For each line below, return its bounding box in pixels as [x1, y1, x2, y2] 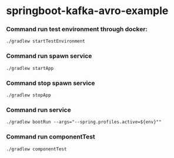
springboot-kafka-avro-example [6, 4, 169, 18]
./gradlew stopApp [6, 92, 51, 98]
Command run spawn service [6, 52, 92, 60]
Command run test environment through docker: [6, 25, 148, 33]
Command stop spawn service [6, 79, 95, 87]
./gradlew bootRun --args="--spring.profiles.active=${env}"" [6, 119, 162, 125]
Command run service [6, 106, 72, 114]
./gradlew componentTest [6, 146, 67, 152]
